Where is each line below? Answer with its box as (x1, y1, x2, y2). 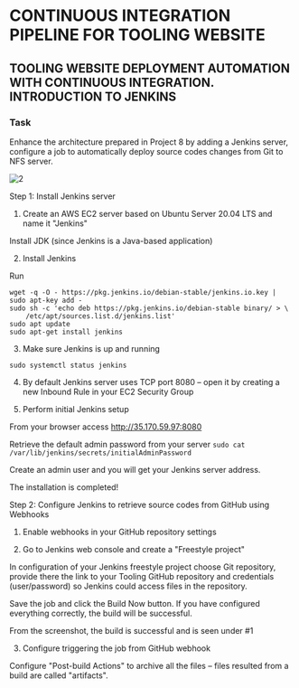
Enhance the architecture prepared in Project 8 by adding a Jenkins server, (9, 137, 289, 147)
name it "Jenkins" (22, 218, 89, 229)
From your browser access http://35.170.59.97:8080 (9, 421, 202, 432)
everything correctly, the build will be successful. (9, 608, 192, 618)
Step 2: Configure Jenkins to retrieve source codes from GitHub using (9, 499, 270, 510)
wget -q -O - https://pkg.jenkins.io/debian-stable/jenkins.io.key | (9, 287, 277, 297)
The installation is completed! (9, 481, 119, 493)
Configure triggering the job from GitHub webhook (22, 643, 210, 654)
